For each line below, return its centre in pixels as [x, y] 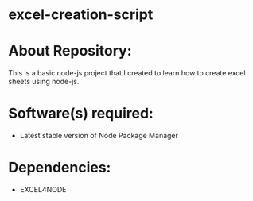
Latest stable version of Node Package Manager [99, 136]
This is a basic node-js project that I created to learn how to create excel [127, 73]
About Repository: [70, 51]
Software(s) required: [81, 114]
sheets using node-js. [44, 82]
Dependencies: [60, 168]
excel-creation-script [81, 15]
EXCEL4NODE [43, 189]
